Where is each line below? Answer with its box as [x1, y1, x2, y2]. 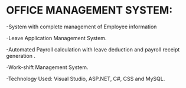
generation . [6, 52, 35, 59]
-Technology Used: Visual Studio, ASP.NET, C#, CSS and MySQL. [6, 75, 165, 82]
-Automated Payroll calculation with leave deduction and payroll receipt [6, 45, 180, 53]
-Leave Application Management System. [6, 34, 107, 41]
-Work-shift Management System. [6, 63, 89, 71]
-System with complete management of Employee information [6, 23, 157, 30]
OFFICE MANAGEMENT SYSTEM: [6, 4, 173, 17]
